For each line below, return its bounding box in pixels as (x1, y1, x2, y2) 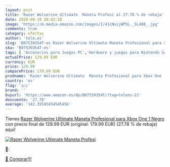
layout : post (5, 7, 33, 13)
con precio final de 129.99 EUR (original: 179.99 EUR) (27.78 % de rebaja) (5, 121, 158, 127)
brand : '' (5, 87, 26, 93)
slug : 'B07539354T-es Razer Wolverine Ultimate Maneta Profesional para (5, 41, 162, 46)
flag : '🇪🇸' (5, 83, 30, 88)
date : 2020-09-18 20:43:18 (5, 17, 62, 22)
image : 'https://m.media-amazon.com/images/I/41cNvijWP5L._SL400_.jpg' (5, 21, 159, 27)
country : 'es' (5, 78, 35, 83)
